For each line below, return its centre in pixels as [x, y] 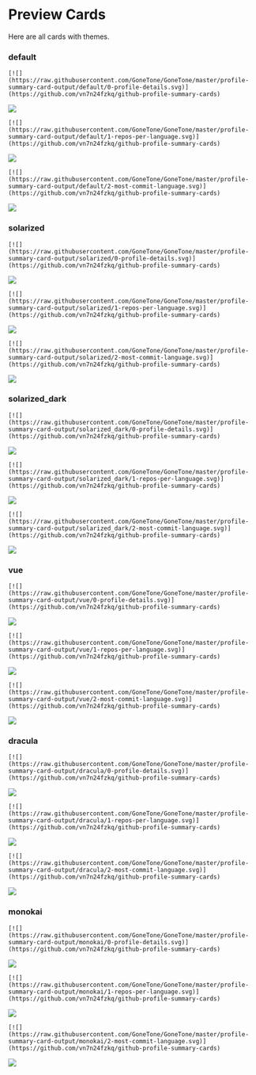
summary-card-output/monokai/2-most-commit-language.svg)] [107, 1041]
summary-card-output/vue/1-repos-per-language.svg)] [97, 650]
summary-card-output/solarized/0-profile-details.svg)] [102, 258]
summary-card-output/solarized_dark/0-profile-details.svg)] [111, 429]
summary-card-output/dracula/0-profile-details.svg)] [99, 771]
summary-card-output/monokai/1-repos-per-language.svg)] [104, 992]
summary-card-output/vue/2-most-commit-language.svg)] [100, 700]
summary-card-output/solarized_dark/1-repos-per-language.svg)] [116, 478]
